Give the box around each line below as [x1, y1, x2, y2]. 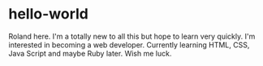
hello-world [8, 5, 89, 23]
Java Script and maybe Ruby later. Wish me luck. [8, 48, 172, 58]
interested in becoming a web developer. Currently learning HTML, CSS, [8, 39, 250, 49]
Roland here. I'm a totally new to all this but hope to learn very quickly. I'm [8, 31, 256, 41]
